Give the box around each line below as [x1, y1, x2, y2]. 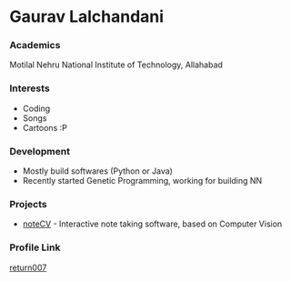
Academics [9, 39, 61, 52]
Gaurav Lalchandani [9, 6, 165, 27]
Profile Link [9, 241, 61, 254]
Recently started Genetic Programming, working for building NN [22, 176, 263, 186]
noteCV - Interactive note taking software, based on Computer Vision [22, 218, 283, 229]
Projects [9, 198, 47, 210]
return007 [9, 262, 47, 273]
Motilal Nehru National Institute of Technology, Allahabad [9, 59, 223, 70]
